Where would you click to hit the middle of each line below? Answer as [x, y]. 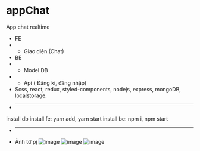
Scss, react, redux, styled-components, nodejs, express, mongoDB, [98, 89]
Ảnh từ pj [26, 141]
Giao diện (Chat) [44, 51]
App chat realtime [28, 27]
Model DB [36, 70]
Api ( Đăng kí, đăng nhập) [55, 83]
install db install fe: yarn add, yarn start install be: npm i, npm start [87, 118]
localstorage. [31, 95]
